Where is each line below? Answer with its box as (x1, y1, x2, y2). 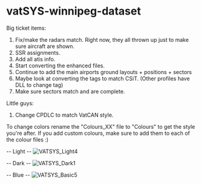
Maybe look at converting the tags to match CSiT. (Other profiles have (15, 75, 190, 82)
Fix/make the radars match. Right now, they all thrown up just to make (15, 36, 189, 43)
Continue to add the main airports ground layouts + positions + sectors (15, 68, 193, 75)
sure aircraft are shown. (15, 43, 74, 50)
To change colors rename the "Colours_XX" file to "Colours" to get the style (6, 123, 196, 130)
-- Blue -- (6, 171, 30, 179)
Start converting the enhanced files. (15, 62, 105, 69)
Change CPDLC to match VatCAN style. (15, 111, 114, 118)
